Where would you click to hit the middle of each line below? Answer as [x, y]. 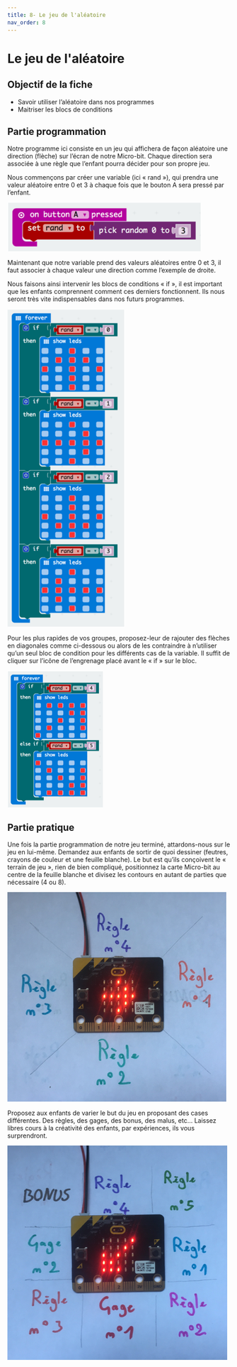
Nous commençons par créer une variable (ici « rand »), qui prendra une [113, 178]
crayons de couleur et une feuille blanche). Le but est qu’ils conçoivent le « [117, 860]
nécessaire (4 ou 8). [37, 882]
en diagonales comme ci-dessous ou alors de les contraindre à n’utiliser [112, 646]
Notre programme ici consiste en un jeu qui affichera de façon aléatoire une [118, 148]
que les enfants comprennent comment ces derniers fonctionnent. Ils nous [116, 292]
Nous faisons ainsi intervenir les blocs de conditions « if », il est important [115, 284]
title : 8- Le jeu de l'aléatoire [57, 15]
